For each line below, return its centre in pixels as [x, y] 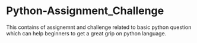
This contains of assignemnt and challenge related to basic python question [99, 27]
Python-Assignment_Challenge [85, 11]
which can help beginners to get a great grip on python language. [86, 33]
